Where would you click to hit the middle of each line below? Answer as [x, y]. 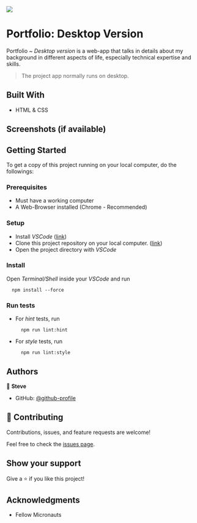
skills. [13, 64]
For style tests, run [39, 341]
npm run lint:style [46, 353]
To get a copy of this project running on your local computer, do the [91, 165]
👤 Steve [16, 386]
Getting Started [36, 150]
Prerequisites [27, 187]
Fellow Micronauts [38, 515]
